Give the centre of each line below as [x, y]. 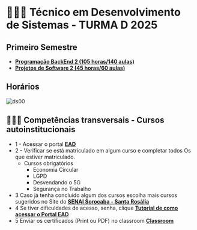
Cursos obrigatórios [49, 163]
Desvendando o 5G [57, 182]
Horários [23, 87]
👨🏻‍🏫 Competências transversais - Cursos [85, 120]
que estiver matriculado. [45, 157]
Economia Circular [56, 169]
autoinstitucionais [41, 129]
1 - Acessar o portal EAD [45, 144]
